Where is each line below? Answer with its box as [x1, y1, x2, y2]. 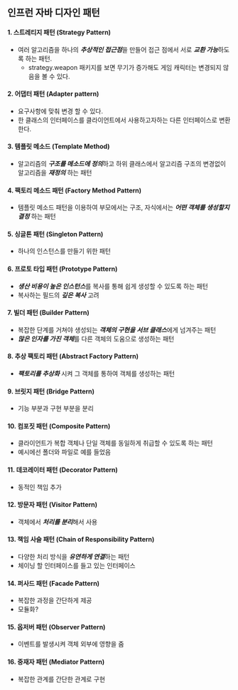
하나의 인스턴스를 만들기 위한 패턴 [17, 247, 112, 255]
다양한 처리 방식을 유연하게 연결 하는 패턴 [17, 552, 130, 561]
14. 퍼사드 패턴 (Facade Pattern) [7, 579, 100, 587]
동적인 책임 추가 [17, 483, 62, 491]
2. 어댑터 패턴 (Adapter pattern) [7, 90, 99, 98]
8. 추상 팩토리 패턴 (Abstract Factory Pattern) [7, 352, 139, 361]
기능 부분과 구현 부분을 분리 [17, 404, 94, 413]
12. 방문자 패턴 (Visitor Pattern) [7, 500, 98, 509]
